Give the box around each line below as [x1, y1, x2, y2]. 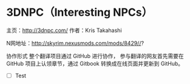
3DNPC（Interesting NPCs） [6, 5, 153, 19]
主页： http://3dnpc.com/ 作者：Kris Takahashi [6, 27, 123, 34]
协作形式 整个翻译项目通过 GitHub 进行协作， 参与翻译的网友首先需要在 [6, 52, 184, 59]
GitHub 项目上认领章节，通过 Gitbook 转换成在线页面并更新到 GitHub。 [6, 60, 184, 67]
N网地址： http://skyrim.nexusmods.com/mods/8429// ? [6, 39, 144, 47]
